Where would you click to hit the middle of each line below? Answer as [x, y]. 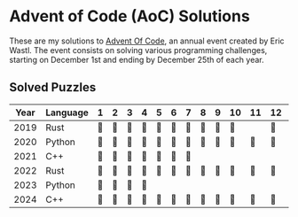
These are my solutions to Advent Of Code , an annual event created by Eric [147, 41]
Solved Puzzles [53, 87]
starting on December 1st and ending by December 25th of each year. [137, 59]
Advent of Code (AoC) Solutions [129, 16]
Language [67, 112]
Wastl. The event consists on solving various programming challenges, [138, 50]
